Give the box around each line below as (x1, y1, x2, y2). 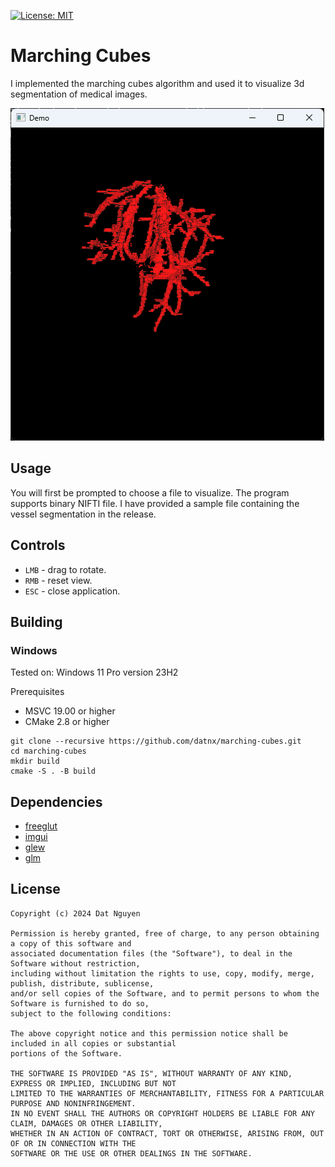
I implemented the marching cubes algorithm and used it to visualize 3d (10, 77, 305, 89)
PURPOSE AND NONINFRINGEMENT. (10, 1098, 137, 1109)
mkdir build (10, 756, 60, 767)
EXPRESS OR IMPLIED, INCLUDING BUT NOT (10, 1078, 177, 1089)
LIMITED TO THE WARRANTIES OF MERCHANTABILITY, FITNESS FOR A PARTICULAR (10, 1088, 325, 1099)
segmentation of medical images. (10, 88, 148, 100)
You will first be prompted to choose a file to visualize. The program (10, 486, 290, 499)
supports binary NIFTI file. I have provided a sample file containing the (10, 497, 300, 509)
